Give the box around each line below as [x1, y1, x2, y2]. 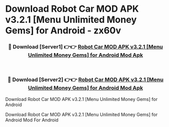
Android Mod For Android [5, 117, 59, 123]
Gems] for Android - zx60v [5, 25, 121, 36]
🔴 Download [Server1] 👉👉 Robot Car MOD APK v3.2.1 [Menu [8, 43, 163, 50]
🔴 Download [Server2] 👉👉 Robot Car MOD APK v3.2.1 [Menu [7, 76, 164, 83]
